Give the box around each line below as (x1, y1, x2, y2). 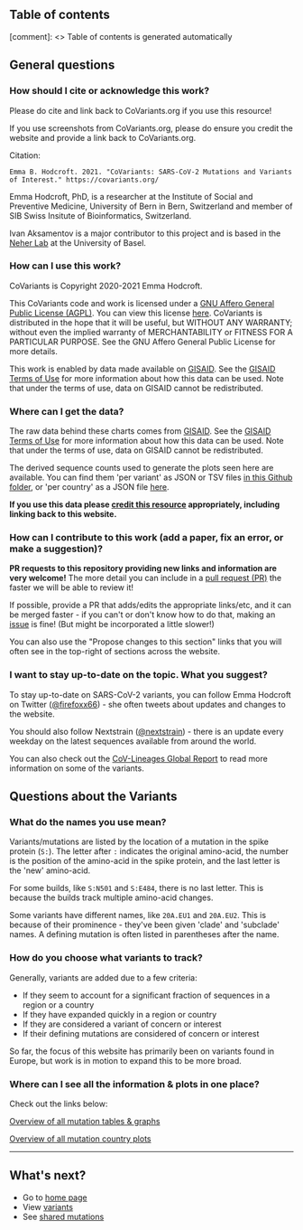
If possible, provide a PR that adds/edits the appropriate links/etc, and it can (9, 600, 291, 611)
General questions (9, 58, 115, 73)
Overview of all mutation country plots (9, 1133, 151, 1144)
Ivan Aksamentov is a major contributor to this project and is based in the (9, 228, 281, 239)
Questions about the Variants (9, 789, 178, 804)
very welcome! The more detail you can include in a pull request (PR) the (9, 573, 282, 584)
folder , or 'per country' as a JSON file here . (9, 482, 170, 493)
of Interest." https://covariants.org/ (9, 175, 160, 184)
